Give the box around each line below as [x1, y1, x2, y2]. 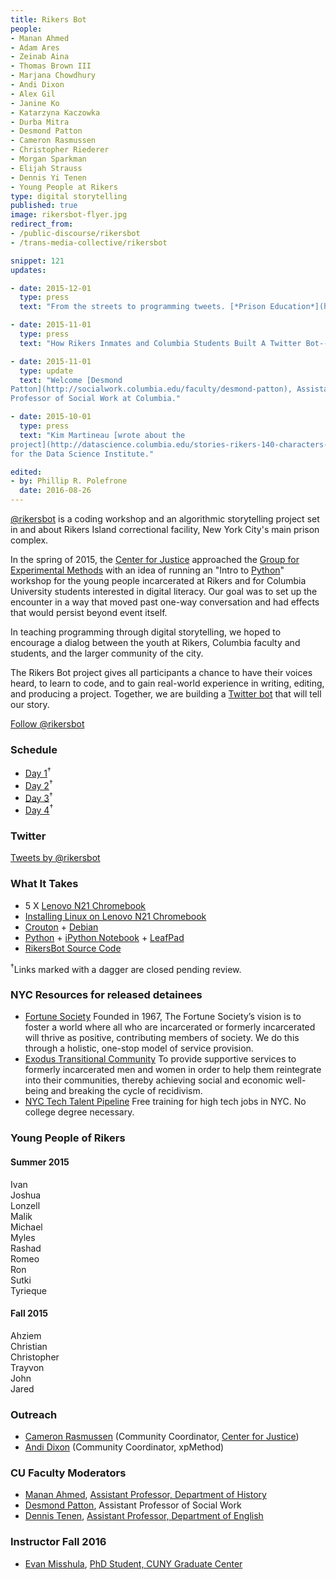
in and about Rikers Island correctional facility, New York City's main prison [10, 524, 320, 535]
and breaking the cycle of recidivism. [50, 1085, 203, 1097]
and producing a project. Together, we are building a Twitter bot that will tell [10, 688, 322, 700]
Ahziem [10, 1329, 42, 1341]
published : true [10, 201, 78, 211]
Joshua [10, 1189, 42, 1201]
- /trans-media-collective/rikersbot [10, 237, 168, 248]
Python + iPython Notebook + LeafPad [24, 931, 185, 943]
